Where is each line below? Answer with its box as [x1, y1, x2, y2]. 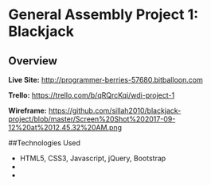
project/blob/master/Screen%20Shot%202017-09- [8, 114, 176, 124]
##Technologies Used [8, 138, 81, 148]
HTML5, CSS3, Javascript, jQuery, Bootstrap [19, 153, 166, 163]
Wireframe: [8, 106, 48, 115]
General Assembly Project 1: [8, 6, 199, 24]
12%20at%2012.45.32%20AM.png [8, 123, 122, 132]
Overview [8, 54, 58, 67]
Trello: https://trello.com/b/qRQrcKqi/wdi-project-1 [8, 91, 175, 100]
